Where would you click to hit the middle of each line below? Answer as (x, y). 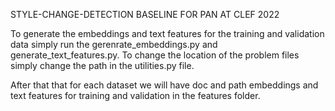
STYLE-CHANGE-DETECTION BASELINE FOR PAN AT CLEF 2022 (145, 14)
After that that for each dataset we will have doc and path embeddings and (164, 85)
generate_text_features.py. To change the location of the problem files (155, 55)
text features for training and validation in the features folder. (135, 95)
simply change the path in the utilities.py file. (102, 65)
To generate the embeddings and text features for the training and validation (167, 33)
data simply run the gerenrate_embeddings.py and (114, 44)
